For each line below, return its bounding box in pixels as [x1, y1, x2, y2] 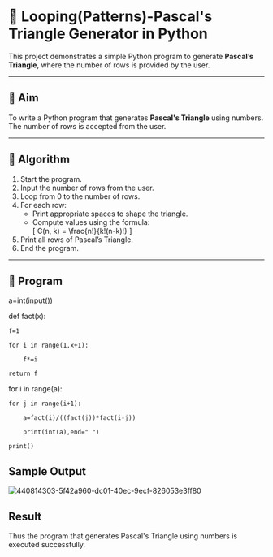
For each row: [19, 200, 67, 209]
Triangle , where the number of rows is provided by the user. [8, 60, 210, 70]
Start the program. [19, 174, 83, 184]
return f [8, 369, 38, 378]
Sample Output [8, 464, 87, 478]
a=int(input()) [8, 296, 53, 305]
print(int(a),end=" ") [23, 428, 100, 437]
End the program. [19, 243, 79, 253]
